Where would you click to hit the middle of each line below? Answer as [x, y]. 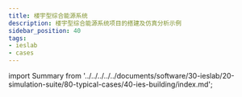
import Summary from [45, 76]
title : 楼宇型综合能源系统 [48, 16]
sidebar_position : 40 [45, 30]
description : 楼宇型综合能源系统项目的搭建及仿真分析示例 [95, 23]
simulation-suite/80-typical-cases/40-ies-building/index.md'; [111, 84]
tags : [17, 38]
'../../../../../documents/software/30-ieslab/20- [159, 76]
